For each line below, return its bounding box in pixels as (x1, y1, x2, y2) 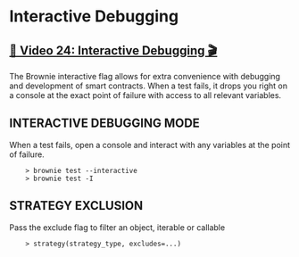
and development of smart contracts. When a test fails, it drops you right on (9, 80, 288, 91)
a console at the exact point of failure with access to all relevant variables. (9, 90, 282, 100)
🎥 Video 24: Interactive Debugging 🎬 (9, 43, 218, 58)
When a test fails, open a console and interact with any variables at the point (9, 139, 291, 150)
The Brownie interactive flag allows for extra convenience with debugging (9, 71, 281, 81)
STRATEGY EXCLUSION (9, 198, 144, 213)
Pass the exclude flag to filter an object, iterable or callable (9, 221, 226, 233)
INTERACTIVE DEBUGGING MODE (9, 116, 201, 131)
